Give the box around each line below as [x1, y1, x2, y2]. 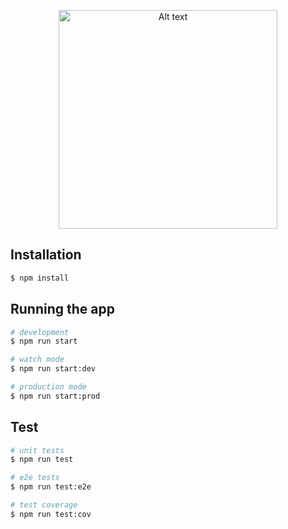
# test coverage [10, 500, 78, 510]
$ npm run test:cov [10, 509, 92, 519]
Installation [10, 246, 82, 264]
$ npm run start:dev [10, 364, 97, 374]
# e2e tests [10, 473, 60, 483]
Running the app [10, 301, 115, 318]
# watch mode [10, 355, 65, 365]
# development [10, 327, 70, 337]
